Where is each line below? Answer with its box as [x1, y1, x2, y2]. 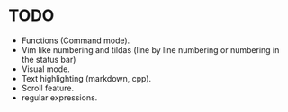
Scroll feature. [21, 82, 74, 93]
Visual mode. [21, 64, 71, 74]
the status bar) [21, 54, 76, 65]
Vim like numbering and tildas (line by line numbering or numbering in [21, 44, 280, 55]
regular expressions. [21, 91, 98, 103]
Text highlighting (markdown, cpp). [21, 73, 152, 83]
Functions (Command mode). [21, 35, 130, 46]
